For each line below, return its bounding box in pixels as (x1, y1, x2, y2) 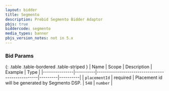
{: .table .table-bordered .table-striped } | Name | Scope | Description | (5, 64, 152, 70)
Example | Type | (5, 69, 40, 75)
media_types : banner (5, 31, 49, 36)
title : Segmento (5, 12, 39, 17)
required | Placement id (113, 74, 163, 81)
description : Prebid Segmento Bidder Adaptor (5, 17, 103, 22)
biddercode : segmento (5, 26, 51, 31)
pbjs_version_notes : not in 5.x (5, 36, 73, 41)
